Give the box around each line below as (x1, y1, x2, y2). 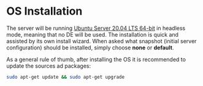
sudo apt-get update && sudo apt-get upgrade (6, 74, 124, 80)
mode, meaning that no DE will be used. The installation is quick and (6, 30, 179, 38)
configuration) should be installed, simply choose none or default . (6, 44, 174, 51)
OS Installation (6, 4, 83, 18)
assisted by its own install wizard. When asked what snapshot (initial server (6, 37, 197, 45)
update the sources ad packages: (6, 62, 91, 70)
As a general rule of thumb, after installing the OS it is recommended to (6, 56, 186, 63)
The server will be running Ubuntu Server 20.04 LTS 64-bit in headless (6, 24, 186, 32)
